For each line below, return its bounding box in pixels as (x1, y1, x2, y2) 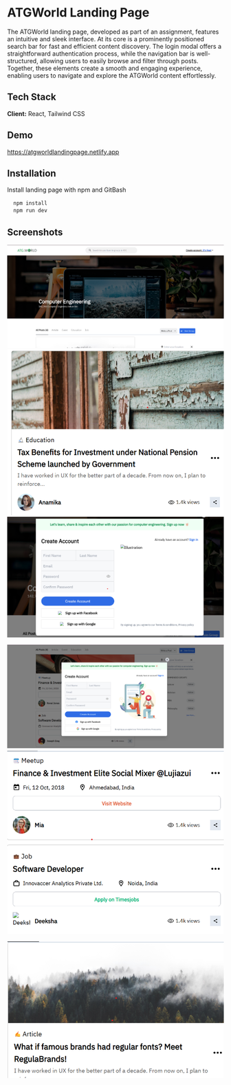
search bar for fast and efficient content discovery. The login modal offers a (7, 42, 222, 50)
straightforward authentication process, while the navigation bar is (7, 49, 195, 58)
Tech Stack (7, 91, 56, 103)
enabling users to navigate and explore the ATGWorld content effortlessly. (7, 71, 217, 80)
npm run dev (13, 208, 48, 214)
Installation (7, 167, 56, 179)
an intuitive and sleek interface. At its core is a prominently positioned (7, 34, 205, 43)
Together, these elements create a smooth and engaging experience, (7, 64, 203, 72)
